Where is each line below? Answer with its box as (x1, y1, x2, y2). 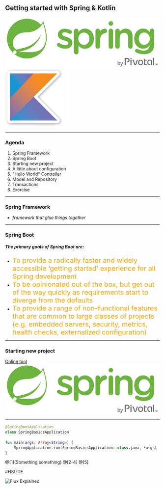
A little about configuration (12, 165, 66, 171)
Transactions (12, 181, 39, 187)
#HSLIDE (5, 469, 24, 475)
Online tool (5, 358, 27, 365)
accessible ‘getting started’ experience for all (12, 264, 156, 273)
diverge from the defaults (12, 296, 93, 305)
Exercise (12, 187, 30, 192)
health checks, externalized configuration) (12, 328, 147, 337)
